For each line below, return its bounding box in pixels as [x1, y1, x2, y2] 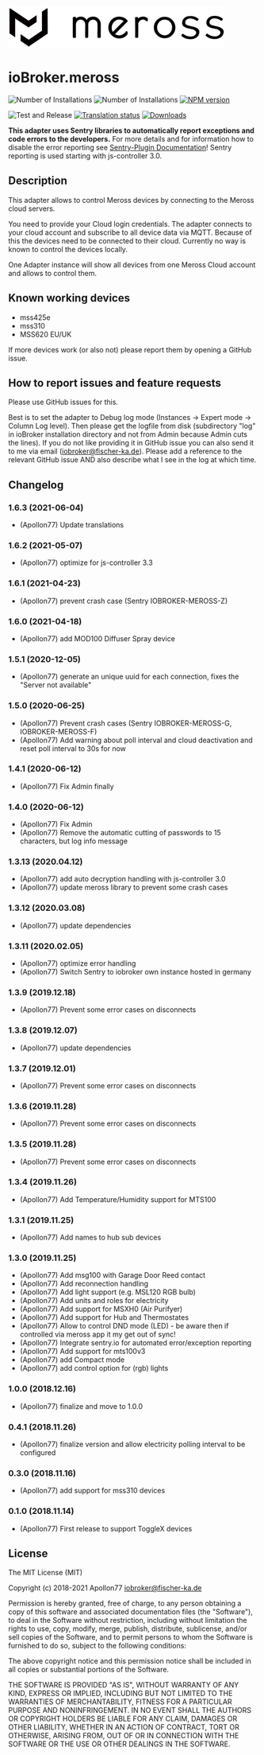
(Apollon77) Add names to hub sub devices [19, 1232, 162, 1243]
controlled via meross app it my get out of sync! [19, 1329, 176, 1339]
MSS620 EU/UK [19, 329, 72, 339]
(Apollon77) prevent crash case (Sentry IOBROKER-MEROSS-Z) [19, 596, 228, 605]
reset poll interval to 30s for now [19, 743, 127, 753]
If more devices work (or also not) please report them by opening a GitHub [8, 344, 252, 354]
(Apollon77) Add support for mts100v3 [19, 1347, 146, 1356]
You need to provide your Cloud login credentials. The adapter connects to [8, 219, 252, 228]
